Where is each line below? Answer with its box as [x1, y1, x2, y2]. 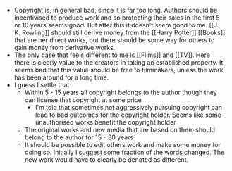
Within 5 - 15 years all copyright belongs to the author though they [24, 88, 217, 96]
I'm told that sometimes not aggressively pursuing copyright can [35, 103, 223, 111]
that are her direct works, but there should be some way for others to [13, 36, 215, 44]
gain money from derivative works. [13, 44, 116, 51]
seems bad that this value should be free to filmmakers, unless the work [13, 66, 224, 74]
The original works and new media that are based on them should [24, 126, 216, 134]
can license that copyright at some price [24, 96, 142, 104]
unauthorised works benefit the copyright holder [35, 118, 176, 126]
